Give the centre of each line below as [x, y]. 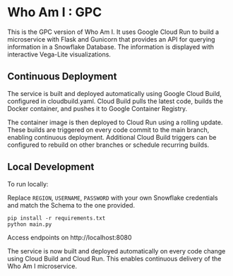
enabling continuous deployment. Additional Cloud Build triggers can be [112, 137]
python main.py [30, 224]
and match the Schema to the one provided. [71, 205]
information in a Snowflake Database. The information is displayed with [110, 47]
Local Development [51, 167]
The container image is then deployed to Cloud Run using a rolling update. [115, 122]
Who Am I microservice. [42, 266]
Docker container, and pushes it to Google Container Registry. [97, 108]
